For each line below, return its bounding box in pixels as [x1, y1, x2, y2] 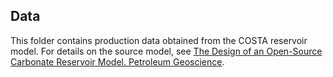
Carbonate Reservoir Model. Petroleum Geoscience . [10, 55, 225, 68]
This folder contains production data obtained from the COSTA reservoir [10, 34, 308, 46]
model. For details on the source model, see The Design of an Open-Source [10, 45, 323, 57]
